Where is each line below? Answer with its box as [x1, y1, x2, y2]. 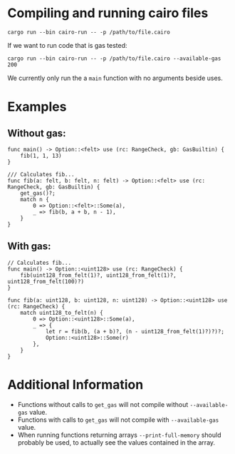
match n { [20, 196, 50, 203]
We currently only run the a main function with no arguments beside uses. [7, 74, 223, 82]
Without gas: [7, 127, 66, 139]
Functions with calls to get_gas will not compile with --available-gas [17, 415, 219, 424]
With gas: [7, 241, 51, 253]
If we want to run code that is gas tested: [7, 41, 127, 49]
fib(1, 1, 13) [20, 152, 62, 159]
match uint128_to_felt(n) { [20, 309, 103, 316]
